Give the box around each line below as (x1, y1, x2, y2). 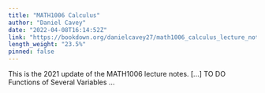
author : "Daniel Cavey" (8, 19, 87, 27)
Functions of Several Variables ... (8, 77, 115, 87)
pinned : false (8, 48, 55, 55)
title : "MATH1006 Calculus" (8, 11, 101, 20)
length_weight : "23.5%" (8, 41, 87, 48)
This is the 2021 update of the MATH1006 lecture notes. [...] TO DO (8, 70, 226, 78)
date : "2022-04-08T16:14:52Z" (8, 26, 108, 34)
